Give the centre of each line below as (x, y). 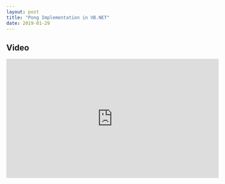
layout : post (23, 12)
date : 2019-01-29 (28, 23)
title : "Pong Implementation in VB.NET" (58, 18)
